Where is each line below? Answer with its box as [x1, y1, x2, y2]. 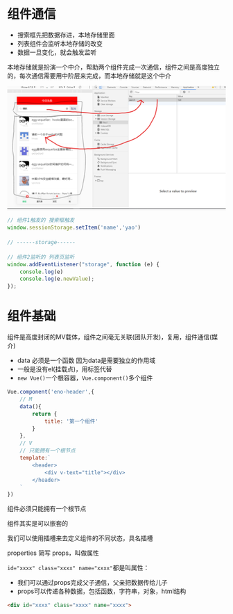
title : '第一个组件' [44, 418, 98, 425]
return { [32, 410, 58, 417]
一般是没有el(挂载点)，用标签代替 [17, 365, 112, 373]
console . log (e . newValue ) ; [19, 275, 95, 282]
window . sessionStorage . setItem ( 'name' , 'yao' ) [7, 224, 141, 232]
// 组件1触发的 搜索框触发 [7, 217, 75, 224]
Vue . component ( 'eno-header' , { [7, 389, 95, 396]
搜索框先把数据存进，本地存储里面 [17, 31, 115, 39]
